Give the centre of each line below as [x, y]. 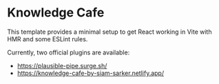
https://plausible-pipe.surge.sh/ [62, 65]
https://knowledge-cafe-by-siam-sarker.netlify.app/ [90, 73]
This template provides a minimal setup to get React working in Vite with [109, 32]
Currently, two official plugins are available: [69, 52]
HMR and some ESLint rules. [48, 39]
